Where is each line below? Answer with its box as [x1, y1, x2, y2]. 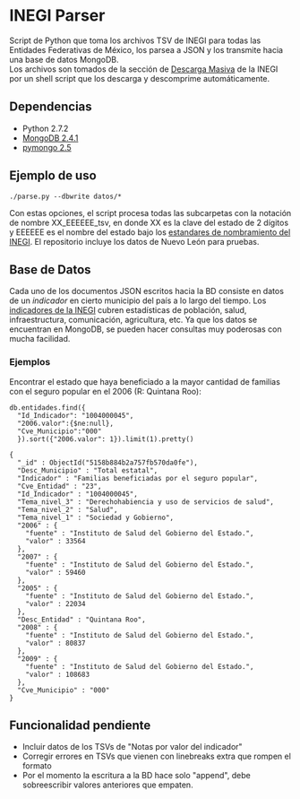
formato [21, 760, 52, 771]
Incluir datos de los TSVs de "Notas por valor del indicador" [21, 742, 244, 752]
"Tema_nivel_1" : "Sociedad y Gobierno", [17, 513, 175, 522]
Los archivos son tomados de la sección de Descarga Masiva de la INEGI [9, 64, 279, 74]
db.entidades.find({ [9, 403, 87, 413]
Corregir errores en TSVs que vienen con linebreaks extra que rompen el [21, 751, 291, 762]
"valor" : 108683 [25, 670, 90, 679]
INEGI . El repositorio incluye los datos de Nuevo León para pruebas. [9, 236, 260, 247]
